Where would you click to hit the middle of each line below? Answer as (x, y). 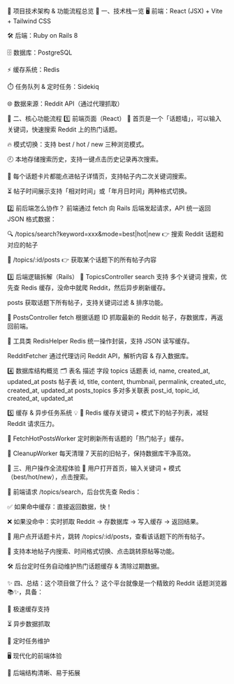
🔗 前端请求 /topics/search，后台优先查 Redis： (74, 492)
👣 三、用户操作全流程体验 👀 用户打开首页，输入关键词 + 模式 (94, 468)
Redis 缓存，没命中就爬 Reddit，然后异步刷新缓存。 (95, 287)
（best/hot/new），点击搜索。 (50, 477)
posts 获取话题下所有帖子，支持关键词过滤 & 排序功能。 (87, 302)
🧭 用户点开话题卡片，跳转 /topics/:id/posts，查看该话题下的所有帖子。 (108, 536)
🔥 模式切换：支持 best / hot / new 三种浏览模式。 (78, 144)
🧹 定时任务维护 (29, 641)
